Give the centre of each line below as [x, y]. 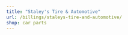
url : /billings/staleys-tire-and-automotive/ [64, 17]
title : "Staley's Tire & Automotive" [53, 12]
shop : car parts [26, 23]
